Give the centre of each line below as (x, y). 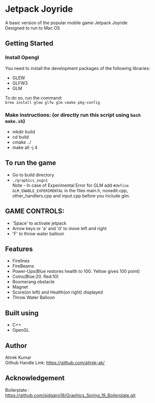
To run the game (31, 163)
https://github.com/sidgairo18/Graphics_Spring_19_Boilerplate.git (70, 395)
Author (16, 346)
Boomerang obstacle (33, 282)
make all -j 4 (25, 147)
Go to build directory (33, 175)
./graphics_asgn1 (30, 180)
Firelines (21, 261)
